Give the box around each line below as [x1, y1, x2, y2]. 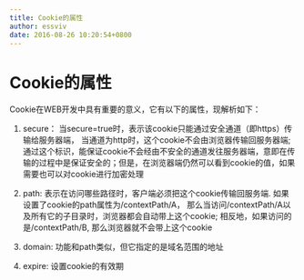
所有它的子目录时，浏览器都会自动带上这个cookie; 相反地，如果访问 [30, 211, 284, 222]
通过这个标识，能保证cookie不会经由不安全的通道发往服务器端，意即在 [22, 146, 288, 157]
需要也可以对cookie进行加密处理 [22, 169, 144, 180]
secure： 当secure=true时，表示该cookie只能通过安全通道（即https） [22, 124, 285, 135]
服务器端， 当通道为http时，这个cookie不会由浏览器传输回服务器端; [38, 135, 291, 145]
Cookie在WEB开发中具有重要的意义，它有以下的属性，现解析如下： [9, 104, 261, 115]
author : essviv [9, 22, 67, 31]
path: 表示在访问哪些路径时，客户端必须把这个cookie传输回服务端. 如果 [22, 188, 289, 199]
